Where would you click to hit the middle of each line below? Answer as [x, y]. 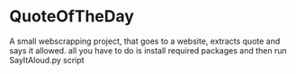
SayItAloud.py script [47, 60]
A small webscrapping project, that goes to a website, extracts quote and [145, 41]
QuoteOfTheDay [72, 16]
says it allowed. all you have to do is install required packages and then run [148, 50]
